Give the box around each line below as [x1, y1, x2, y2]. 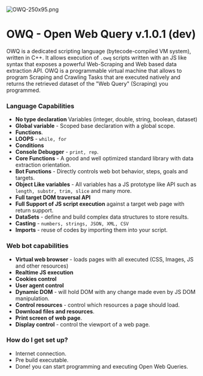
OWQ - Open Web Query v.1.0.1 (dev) [6, 28, 196, 41]
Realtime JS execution [15, 268, 73, 276]
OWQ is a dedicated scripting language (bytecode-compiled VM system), [6, 47, 191, 55]
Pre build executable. [15, 356, 69, 364]
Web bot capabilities [6, 242, 69, 250]
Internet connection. [15, 350, 67, 357]
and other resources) [15, 262, 69, 269]
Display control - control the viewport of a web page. [15, 320, 150, 328]
